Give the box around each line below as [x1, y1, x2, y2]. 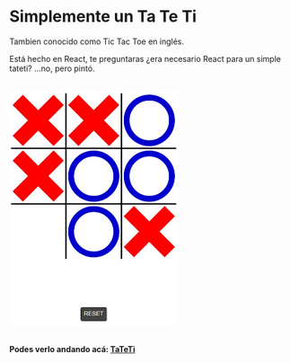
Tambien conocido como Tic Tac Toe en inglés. [9, 36, 185, 47]
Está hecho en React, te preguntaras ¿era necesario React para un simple [9, 53, 281, 64]
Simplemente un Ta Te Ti [9, 6, 198, 27]
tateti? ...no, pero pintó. [9, 63, 96, 74]
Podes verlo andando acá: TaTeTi [9, 343, 136, 354]
